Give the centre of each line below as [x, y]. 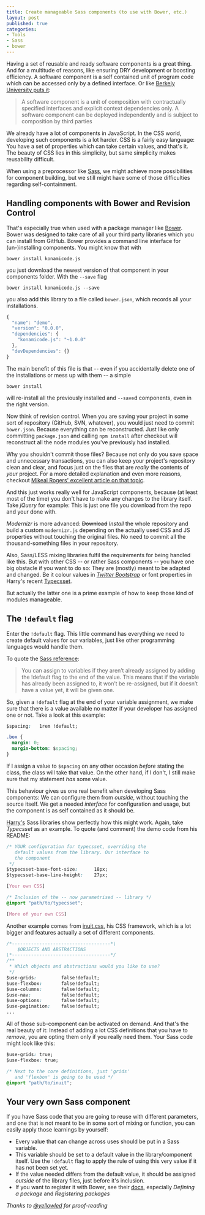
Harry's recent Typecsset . [39, 581]
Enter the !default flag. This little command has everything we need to [95, 633]
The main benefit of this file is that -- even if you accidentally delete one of [101, 368]
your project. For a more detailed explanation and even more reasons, [94, 474]
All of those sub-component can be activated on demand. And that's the [98, 1024]
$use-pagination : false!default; [53, 1006]
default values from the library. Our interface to [82, 852]
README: [18, 835]
